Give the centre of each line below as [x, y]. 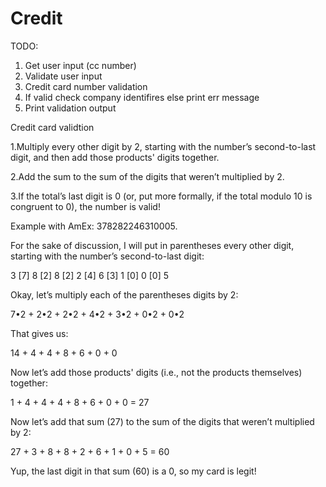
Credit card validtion [52, 127]
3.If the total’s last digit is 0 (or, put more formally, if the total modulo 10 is [161, 196]
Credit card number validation [86, 86]
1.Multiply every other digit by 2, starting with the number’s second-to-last [163, 146]
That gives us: [39, 333]
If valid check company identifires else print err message [142, 97]
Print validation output [70, 108]
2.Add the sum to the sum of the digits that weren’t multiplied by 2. [147, 176]
